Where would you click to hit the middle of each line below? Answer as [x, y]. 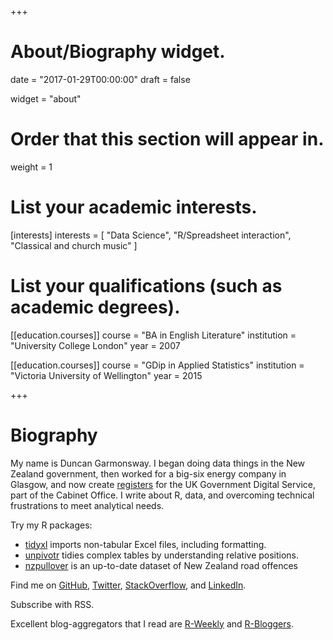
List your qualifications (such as [146, 286]
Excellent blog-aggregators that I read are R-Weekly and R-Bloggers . [152, 623]
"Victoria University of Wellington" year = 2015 [106, 375]
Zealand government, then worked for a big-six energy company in [148, 473]
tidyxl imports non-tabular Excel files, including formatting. [145, 544]
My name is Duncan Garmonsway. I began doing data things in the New [158, 463]
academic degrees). [95, 307]
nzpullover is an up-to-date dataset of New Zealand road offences [161, 565]
